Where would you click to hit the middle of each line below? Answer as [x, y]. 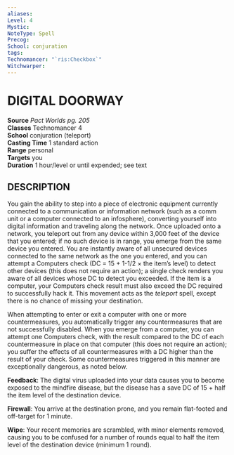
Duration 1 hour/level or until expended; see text [77, 165]
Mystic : [19, 27]
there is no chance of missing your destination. [75, 301]
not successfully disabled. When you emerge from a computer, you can [111, 329]
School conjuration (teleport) [49, 135]
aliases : [20, 14]
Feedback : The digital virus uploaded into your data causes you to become [116, 381]
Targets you [25, 157]
